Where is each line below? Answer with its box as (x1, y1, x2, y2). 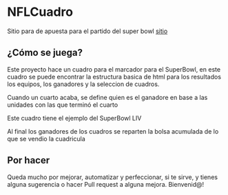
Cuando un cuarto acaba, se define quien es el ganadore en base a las (7, 93, 208, 101)
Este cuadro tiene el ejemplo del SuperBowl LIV (7, 114, 142, 122)
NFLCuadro (7, 4, 74, 20)
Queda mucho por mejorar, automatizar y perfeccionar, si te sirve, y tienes (7, 173, 218, 181)
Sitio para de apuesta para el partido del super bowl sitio (7, 27, 168, 35)
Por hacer (7, 154, 50, 166)
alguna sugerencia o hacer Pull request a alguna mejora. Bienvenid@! (7, 180, 205, 188)
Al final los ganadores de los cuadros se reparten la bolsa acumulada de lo (7, 127, 219, 135)
